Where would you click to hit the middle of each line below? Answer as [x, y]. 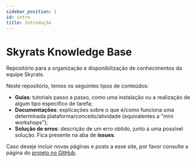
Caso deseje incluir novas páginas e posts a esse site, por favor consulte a [97, 147]
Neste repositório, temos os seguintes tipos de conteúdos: [78, 86]
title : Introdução [29, 22]
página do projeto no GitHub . [41, 153]
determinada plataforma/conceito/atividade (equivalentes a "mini [94, 116]
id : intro [18, 17]
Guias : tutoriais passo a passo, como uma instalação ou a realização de [102, 98]
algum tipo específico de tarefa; [54, 103]
